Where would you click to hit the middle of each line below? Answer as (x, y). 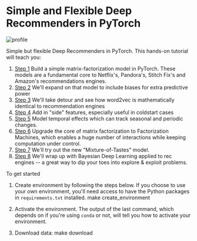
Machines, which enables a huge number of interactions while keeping (100, 137)
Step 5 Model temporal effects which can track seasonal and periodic (99, 118)
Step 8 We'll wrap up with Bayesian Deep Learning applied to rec (93, 156)
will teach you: (24, 57)
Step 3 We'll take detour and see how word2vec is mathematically (94, 100)
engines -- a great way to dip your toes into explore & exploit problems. (101, 162)
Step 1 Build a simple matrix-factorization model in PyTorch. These (95, 68)
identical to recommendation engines (60, 106)
